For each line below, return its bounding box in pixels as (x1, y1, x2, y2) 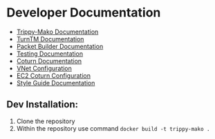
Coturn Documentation (16, 56, 82, 65)
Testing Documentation (16, 50, 84, 58)
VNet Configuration (16, 64, 72, 72)
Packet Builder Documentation (16, 42, 104, 50)
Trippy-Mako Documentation (16, 28, 99, 36)
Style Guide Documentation (16, 78, 95, 87)
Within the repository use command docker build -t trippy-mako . (16, 124, 210, 132)
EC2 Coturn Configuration (16, 71, 91, 80)
